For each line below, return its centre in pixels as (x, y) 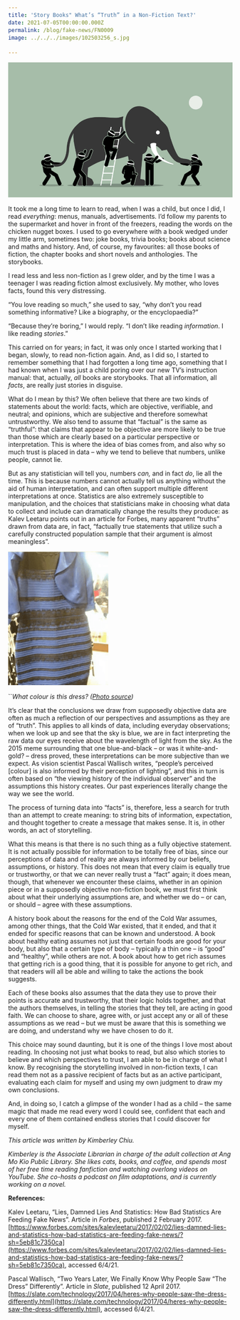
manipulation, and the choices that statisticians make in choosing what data (119, 503)
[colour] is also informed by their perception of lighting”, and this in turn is (116, 770)
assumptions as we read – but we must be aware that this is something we (117, 1023)
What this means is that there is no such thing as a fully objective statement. (120, 844)
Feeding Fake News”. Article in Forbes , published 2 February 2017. (105, 1220)
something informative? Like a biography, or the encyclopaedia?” (103, 312)
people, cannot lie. (35, 459)
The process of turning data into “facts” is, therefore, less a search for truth (119, 807)
